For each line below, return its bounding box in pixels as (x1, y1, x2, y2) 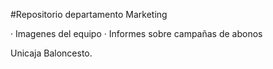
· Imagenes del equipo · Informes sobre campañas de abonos (10, 28, 263, 39)
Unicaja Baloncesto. (10, 47, 93, 59)
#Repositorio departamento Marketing (10, 9, 168, 20)
